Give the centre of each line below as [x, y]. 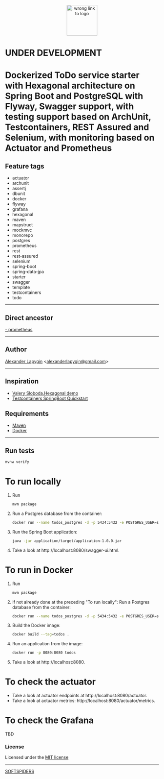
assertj [19, 189]
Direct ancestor [29, 318]
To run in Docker [39, 570]
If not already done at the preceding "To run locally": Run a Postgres [81, 602]
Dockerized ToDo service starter [72, 75]
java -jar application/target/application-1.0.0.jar [67, 541]
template [21, 287]
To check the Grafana [50, 720]
